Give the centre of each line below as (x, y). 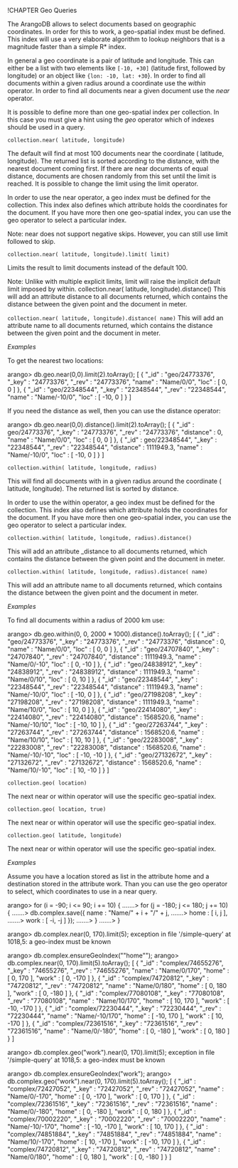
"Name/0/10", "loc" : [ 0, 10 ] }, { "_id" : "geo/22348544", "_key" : (102, 679)
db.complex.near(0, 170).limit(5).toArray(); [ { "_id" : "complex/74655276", (115, 963)
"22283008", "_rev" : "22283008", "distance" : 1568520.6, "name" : (107, 747)
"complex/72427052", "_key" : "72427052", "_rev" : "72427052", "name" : (116, 1089)
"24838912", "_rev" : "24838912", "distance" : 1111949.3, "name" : (103, 672)
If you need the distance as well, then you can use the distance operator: (114, 411)
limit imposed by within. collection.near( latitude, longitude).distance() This (117, 289)
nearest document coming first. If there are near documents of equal (108, 169)
